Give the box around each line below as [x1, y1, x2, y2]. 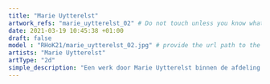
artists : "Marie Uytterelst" [8, 49, 106, 57]
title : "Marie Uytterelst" [8, 11, 99, 20]
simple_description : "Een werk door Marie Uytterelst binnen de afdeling [8, 64, 261, 72]
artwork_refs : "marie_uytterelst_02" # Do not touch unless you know [8, 19, 247, 27]
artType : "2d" [8, 57, 56, 65]
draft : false [8, 34, 52, 42]
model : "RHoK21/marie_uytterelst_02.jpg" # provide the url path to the [8, 42, 261, 50]
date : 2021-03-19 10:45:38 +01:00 [8, 26, 125, 34]
